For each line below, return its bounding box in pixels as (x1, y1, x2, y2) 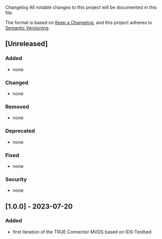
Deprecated (5, 127, 36, 134)
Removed (5, 103, 29, 110)
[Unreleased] (5, 40, 48, 48)
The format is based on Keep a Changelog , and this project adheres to (5, 20, 152, 25)
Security (5, 176, 27, 183)
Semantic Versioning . (5, 25, 50, 31)
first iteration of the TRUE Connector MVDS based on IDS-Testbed (12, 228, 152, 235)
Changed (5, 79, 29, 86)
